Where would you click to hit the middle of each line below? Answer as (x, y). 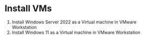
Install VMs (28, 9)
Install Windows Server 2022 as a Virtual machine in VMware (74, 22)
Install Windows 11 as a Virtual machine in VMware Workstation (76, 32)
